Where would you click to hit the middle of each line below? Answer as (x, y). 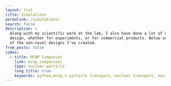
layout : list (19, 10)
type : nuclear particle (40, 66)
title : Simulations (26, 15)
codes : (12, 52)
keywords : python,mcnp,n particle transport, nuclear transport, (85, 76)
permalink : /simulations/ (33, 19)
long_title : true (33, 71)
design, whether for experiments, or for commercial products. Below (85, 38)
